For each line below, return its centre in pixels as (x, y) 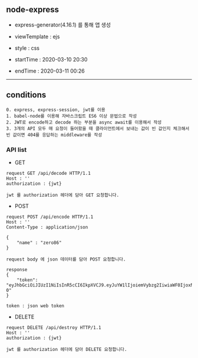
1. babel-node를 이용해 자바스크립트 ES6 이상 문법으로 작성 (72, 116)
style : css (27, 48)
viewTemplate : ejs (37, 36)
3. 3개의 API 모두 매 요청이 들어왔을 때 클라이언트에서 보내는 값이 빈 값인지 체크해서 (98, 128)
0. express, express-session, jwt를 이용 (56, 110)
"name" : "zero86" (39, 243)
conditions (26, 95)
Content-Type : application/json (47, 227)
